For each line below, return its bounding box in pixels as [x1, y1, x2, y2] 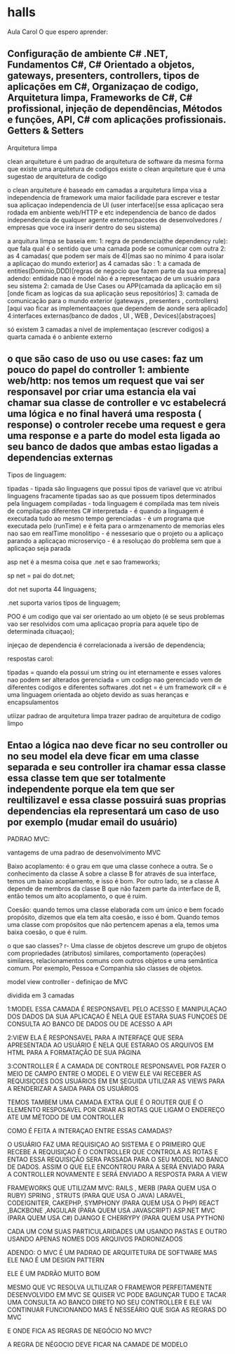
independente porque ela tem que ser [7, 783, 175, 795]
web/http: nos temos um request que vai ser [7, 375, 205, 387]
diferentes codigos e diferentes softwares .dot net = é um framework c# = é [7, 683, 227, 691]
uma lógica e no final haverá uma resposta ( [7, 408, 202, 420]
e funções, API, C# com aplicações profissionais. [7, 114, 227, 126]
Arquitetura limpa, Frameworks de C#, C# [7, 92, 193, 104]
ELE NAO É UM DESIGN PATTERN [7, 1256, 105, 1265]
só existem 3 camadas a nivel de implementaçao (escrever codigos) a [7, 325, 209, 333]
